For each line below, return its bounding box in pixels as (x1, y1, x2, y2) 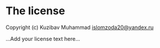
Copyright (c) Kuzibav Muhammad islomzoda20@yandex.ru (5, 24, 154, 31)
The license (5, 4, 66, 18)
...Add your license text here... (5, 35, 81, 42)
